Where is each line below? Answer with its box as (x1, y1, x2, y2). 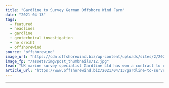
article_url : (5, 68, 33, 73)
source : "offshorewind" (5, 49, 55, 54)
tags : (5, 17, 17, 22)
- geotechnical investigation (10, 36, 73, 41)
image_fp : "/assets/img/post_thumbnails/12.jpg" (5, 59, 109, 64)
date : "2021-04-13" (5, 12, 46, 17)
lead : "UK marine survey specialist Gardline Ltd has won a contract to (5, 63, 161, 68)
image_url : (5, 54, 28, 59)
